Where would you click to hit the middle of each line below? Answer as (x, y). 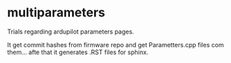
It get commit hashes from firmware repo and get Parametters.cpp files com (115, 45)
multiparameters (56, 13)
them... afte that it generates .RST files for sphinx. (78, 52)
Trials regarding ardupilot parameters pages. (71, 32)
